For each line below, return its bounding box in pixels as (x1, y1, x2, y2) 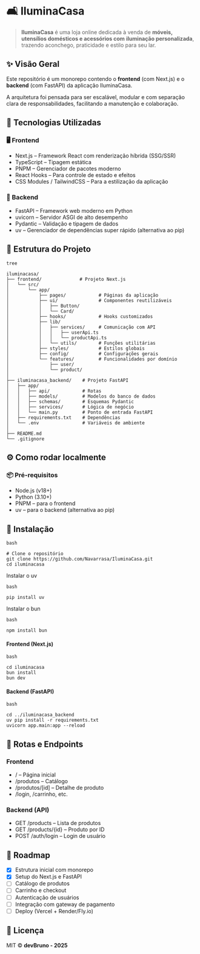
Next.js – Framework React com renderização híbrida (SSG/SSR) (15, 152, 176, 159)
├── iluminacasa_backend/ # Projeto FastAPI (6, 377, 129, 383)
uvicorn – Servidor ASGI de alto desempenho (15, 213, 128, 221)
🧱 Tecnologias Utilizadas (6, 117, 101, 128)
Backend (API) (6, 806, 50, 814)
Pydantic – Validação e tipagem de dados (15, 219, 119, 227)
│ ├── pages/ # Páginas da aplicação (6, 292, 159, 298)
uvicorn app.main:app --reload (6, 722, 85, 729)
